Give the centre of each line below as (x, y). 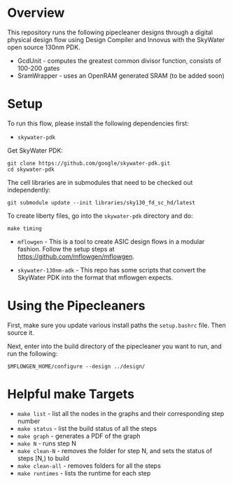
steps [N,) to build (43, 458)
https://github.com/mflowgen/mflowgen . (76, 256)
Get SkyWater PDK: (35, 150)
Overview (36, 13)
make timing (24, 228)
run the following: (33, 353)
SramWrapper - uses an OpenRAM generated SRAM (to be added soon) (121, 76)
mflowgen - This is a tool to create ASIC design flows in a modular (111, 241)
